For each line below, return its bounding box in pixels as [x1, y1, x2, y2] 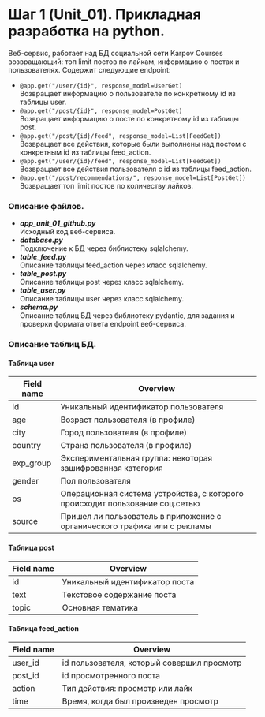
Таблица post [8, 543, 55, 552]
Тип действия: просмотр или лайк [62, 682, 193, 693]
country [12, 440, 42, 451]
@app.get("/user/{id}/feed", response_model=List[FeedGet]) [19, 157, 222, 165]
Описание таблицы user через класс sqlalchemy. [19, 294, 184, 304]
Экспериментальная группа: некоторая [60, 453, 213, 464]
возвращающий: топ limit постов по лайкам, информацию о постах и [8, 57, 240, 66]
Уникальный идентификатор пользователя [60, 401, 224, 413]
